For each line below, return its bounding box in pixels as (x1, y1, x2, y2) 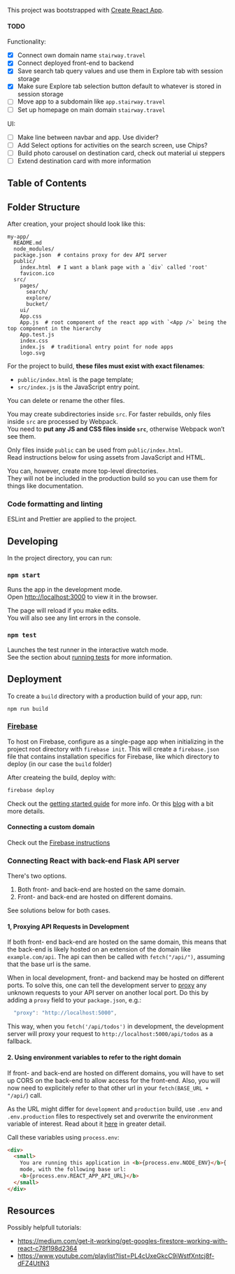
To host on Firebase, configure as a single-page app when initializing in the (7, 737, 224, 746)
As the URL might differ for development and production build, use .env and (7, 1105, 222, 1113)
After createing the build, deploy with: (7, 773, 116, 781)
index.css (20, 337, 49, 345)
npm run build (7, 705, 49, 712)
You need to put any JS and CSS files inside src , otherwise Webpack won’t (7, 425, 225, 433)
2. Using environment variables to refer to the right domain (7, 1053, 182, 1061)
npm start (7, 572, 41, 579)
